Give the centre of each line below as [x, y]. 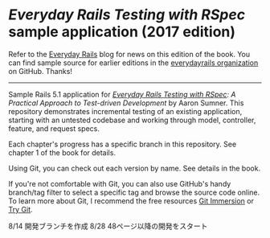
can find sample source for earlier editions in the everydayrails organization [133, 63]
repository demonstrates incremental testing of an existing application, [125, 111]
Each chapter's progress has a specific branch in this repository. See [123, 144]
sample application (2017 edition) [122, 32]
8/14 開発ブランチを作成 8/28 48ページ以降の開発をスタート [108, 226]
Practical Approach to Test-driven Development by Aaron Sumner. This [126, 103]
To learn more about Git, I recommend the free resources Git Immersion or [131, 201]
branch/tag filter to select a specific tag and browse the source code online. [134, 192]
